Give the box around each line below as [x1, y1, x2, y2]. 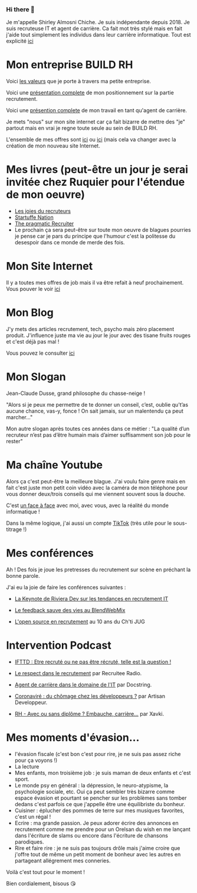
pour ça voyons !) [14, 757, 58, 764]
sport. [14, 776, 29, 783]
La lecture [14, 763, 40, 770]
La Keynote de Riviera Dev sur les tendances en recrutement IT [14, 595, 169, 602]
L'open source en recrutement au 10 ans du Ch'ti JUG [14, 618, 146, 625]
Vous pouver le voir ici [6, 286, 61, 293]
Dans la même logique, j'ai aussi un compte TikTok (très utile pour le [6, 519, 172, 526]
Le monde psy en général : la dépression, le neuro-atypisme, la [14, 781, 169, 789]
